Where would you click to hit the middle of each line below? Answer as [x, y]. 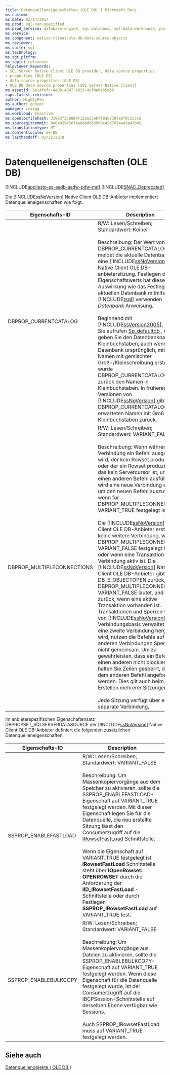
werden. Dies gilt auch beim [131, 681]
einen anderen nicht [122, 662]
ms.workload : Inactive [29, 114]
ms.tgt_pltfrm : [21, 57]
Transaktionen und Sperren [130, 612]
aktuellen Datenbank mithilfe [132, 293]
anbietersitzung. [117, 274]
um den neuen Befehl [123, 491]
